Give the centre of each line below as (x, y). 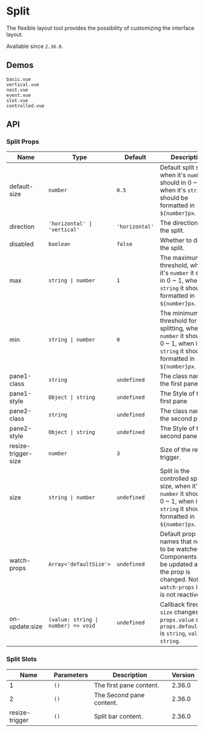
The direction (179, 223)
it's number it (177, 273)
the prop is (175, 572)
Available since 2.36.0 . (35, 46)
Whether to (176, 240)
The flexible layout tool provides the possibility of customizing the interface (100, 28)
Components (178, 557)
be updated (176, 564)
